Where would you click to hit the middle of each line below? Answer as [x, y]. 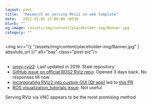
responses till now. [31, 77]
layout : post [19, 10]
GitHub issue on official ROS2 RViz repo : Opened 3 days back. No [79, 72]
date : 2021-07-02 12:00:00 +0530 [42, 19]
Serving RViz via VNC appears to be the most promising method [71, 97]
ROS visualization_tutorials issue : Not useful [57, 87]
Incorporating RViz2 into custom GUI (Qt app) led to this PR [73, 82]
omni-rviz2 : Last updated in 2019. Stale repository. [64, 67]
